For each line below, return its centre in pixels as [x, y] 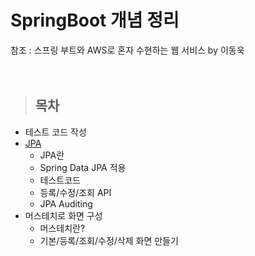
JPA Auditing [66, 203]
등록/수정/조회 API [75, 192]
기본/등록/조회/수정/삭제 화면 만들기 [109, 240]
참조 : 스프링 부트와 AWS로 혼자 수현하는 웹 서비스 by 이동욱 [127, 50]
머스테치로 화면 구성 [63, 215]
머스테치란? [62, 228]
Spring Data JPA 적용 [83, 167]
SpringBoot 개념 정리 [95, 20]
